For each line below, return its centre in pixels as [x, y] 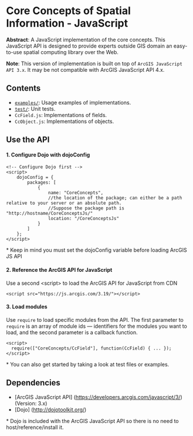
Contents [23, 89]
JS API [14, 257]
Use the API [28, 140]
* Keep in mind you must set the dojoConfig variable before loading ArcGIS [97, 250]
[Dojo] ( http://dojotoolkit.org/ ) [50, 410]
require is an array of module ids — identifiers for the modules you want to [97, 326]
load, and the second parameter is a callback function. [72, 332]
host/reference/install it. [35, 427]
